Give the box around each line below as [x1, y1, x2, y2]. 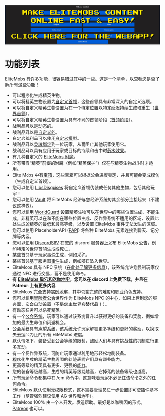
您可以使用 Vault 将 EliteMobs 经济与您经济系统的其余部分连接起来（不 [12, 197, 155, 203]
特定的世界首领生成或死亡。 [16, 246, 73, 252]
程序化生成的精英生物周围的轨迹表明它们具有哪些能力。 [12, 357, 124, 362]
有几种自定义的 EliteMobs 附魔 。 [12, 154, 78, 160]
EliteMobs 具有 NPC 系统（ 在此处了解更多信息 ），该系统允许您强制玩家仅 [12, 264, 160, 270]
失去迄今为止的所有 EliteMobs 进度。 [12, 332, 87, 338]
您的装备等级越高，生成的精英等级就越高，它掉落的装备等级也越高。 [12, 369, 150, 375]
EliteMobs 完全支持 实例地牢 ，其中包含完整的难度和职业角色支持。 [12, 289, 146, 295]
